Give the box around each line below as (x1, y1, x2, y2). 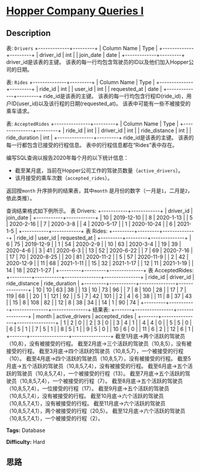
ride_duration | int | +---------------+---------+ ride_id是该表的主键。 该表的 (6, 134, 194, 141)
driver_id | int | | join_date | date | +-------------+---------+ (39, 51, 185, 58)
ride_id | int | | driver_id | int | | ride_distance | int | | (65, 127, 192, 134)
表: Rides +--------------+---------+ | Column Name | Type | (6, 79, 155, 86)
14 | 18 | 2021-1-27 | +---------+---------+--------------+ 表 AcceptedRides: (6, 267, 194, 273)
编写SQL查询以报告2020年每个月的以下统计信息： (6, 154, 130, 161)
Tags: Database (6, 427, 46, 434)
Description (6, 28, 51, 38)
